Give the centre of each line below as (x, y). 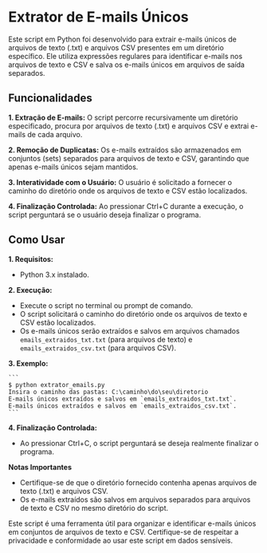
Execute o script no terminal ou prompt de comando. (106, 305)
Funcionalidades (51, 99)
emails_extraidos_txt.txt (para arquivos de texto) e (106, 339)
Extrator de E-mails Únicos (98, 17)
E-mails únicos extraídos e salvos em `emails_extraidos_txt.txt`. (123, 399)
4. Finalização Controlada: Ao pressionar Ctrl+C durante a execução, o (126, 206)
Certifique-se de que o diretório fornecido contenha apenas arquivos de (138, 482)
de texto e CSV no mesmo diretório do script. (94, 508)
